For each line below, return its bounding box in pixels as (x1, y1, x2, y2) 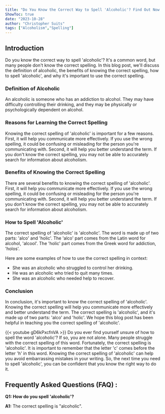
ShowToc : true (5, 12, 34, 17)
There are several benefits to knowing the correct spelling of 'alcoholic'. (5, 180, 151, 186)
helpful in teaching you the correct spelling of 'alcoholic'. (5, 320, 121, 326)
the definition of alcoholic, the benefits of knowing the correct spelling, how (5, 67, 159, 73)
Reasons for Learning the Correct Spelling (5, 119, 108, 126)
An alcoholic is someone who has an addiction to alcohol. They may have (5, 96, 154, 102)
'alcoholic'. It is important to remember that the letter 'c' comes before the (5, 345, 155, 351)
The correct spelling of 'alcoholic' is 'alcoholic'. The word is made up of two (5, 230, 159, 236)
